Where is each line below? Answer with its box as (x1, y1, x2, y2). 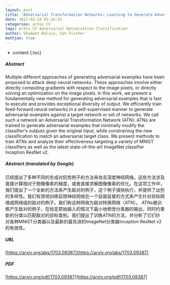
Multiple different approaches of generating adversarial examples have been (5, 74, 165, 80)
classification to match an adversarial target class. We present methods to (5, 133, 160, 139)
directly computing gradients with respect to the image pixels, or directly (5, 85, 157, 91)
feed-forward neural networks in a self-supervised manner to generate (5, 106, 153, 112)
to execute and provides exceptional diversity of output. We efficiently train (5, 101, 162, 107)
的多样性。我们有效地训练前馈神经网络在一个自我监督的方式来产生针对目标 (5, 193, 160, 199)
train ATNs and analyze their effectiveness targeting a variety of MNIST (5, 138, 154, 144)
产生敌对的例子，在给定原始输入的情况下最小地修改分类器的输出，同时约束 (9, 206, 165, 212)
